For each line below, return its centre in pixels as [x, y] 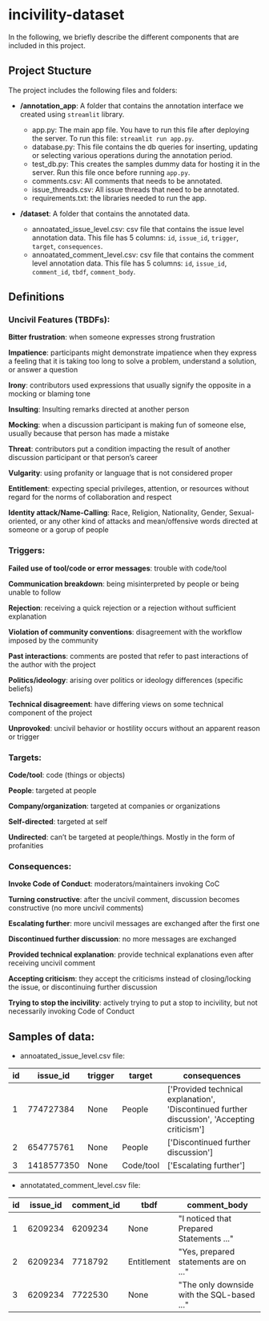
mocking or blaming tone [49, 394]
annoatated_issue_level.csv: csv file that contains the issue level [138, 229]
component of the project [50, 713]
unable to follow [35, 592]
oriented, [23, 521]
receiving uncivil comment [52, 963]
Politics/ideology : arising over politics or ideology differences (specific [126, 680]
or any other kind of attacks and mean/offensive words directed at [149, 521]
